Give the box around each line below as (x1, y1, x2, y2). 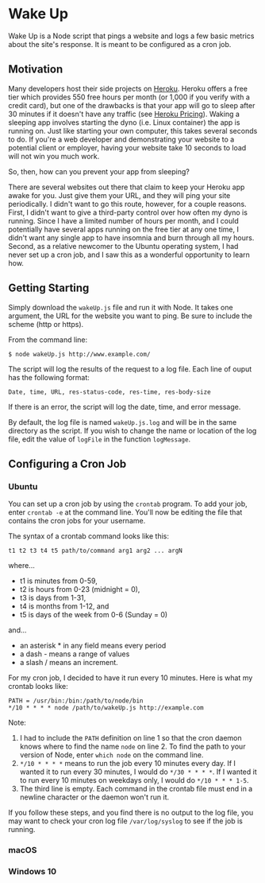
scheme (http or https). (8, 319, 84, 329)
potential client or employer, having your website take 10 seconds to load (8, 142, 247, 152)
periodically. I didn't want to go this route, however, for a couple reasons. (8, 199, 248, 208)
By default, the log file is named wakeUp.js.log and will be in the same (8, 417, 237, 426)
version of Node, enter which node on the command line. (19, 750, 204, 760)
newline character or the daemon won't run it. (19, 792, 170, 802)
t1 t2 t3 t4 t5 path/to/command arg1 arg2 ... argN (8, 547, 182, 555)
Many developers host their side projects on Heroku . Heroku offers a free (8, 84, 248, 93)
